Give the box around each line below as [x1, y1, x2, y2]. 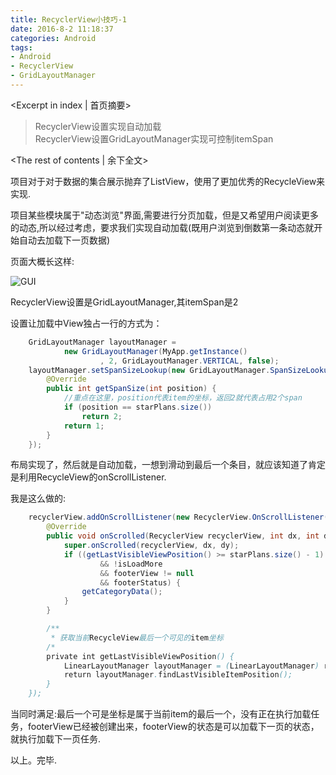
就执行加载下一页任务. [10, 733, 102, 745]
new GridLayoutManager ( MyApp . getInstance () [63, 346, 248, 356]
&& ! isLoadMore [99, 559, 163, 569]
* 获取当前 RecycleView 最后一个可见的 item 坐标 [50, 632, 224, 643]
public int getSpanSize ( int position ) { [46, 384, 217, 394]
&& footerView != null [99, 568, 195, 578]
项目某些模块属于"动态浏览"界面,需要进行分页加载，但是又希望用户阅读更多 [10, 209, 320, 221]
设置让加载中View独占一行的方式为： [10, 317, 163, 329]
